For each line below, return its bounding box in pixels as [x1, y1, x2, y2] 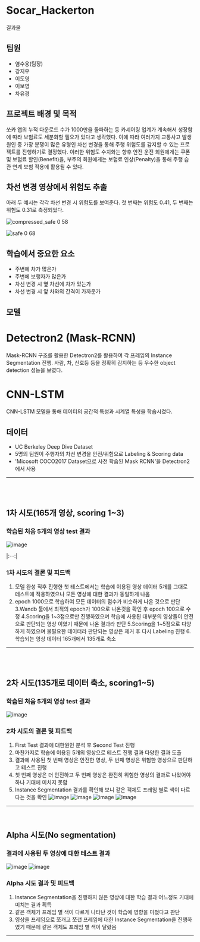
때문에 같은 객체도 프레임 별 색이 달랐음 [26, 924, 117, 931]
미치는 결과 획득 [14, 901, 52, 908]
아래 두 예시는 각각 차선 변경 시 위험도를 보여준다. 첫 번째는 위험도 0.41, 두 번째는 [6, 199, 193, 206]
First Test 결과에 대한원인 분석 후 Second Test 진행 [14, 741, 135, 749]
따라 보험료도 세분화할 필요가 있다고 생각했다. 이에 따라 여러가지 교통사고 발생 [12, 133, 192, 140]
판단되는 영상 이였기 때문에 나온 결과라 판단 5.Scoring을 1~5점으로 [26, 620, 180, 628]
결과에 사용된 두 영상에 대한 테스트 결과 [6, 849, 111, 857]
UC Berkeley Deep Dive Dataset [14, 443, 93, 450]
